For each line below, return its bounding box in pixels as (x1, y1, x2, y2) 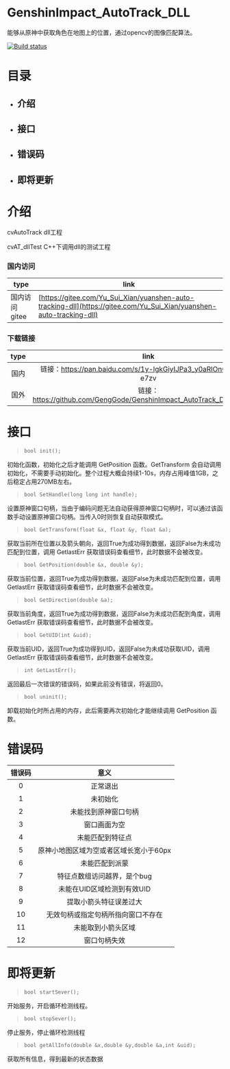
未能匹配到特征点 (77, 833, 132, 843)
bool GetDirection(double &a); (23, 597, 114, 604)
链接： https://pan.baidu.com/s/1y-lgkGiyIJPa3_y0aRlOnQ (40, 365, 228, 374)
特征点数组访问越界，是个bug (57, 872, 153, 881)
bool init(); (23, 448, 62, 455)
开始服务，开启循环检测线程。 (7, 1002, 91, 1010)
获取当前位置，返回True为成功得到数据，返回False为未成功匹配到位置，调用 (7, 575, 221, 583)
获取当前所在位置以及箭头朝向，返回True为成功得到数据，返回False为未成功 (7, 540, 221, 548)
